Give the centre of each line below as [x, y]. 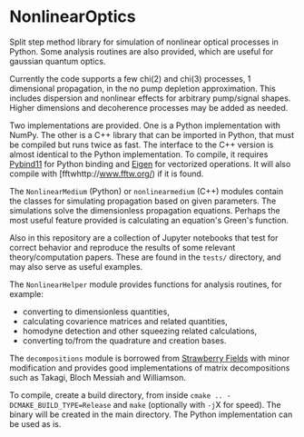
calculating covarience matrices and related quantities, [125, 321]
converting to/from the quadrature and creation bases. [124, 340]
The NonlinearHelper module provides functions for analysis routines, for [146, 284]
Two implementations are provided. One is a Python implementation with [145, 125]
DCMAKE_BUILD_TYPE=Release [60, 405]
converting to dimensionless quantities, [96, 312]
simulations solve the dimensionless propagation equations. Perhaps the [145, 210]
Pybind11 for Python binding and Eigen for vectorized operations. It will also [150, 164]
